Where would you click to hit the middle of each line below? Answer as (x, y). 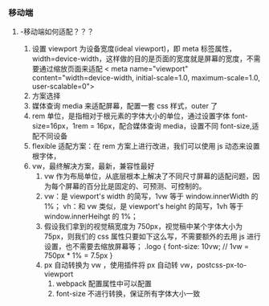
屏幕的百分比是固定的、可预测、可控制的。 (136, 186)
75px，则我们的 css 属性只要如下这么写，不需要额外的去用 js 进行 (152, 237)
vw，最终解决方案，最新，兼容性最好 (93, 166)
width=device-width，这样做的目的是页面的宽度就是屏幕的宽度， (139, 59)
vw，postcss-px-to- (214, 265)
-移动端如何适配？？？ (57, 32)
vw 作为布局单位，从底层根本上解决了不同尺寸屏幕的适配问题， (148, 176)
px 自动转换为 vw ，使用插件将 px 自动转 (111, 265)
